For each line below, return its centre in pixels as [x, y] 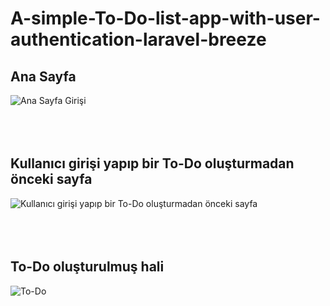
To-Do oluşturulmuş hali [87, 267]
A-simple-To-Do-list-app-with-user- [165, 18]
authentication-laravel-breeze [138, 39]
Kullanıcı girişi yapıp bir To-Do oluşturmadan [152, 163]
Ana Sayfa [43, 76]
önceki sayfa [51, 179]
